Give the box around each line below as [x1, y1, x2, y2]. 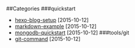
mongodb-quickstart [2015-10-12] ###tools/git [14, 29, 130, 36]
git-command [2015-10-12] [14, 36, 81, 42]
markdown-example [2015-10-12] [14, 23, 97, 30]
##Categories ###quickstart [6, 5, 76, 12]
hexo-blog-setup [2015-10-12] [14, 17, 89, 23]
